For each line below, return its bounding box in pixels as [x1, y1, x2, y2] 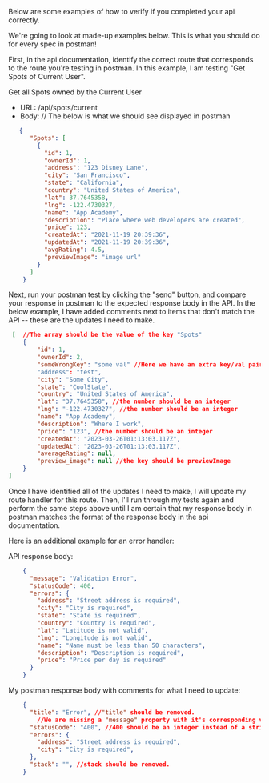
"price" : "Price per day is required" [37, 656, 167, 665]
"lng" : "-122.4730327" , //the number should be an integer [37, 405, 239, 413]
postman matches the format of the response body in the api [8, 512, 209, 521]
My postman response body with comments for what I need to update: [8, 685, 241, 695]
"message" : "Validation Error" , [29, 574, 138, 582]
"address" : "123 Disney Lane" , [43, 164, 149, 172]
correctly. [8, 15, 40, 25]
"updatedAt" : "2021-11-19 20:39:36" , [43, 238, 171, 246]
